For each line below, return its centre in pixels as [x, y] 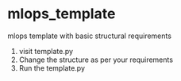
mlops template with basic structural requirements [90, 36]
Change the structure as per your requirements [96, 60]
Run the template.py [52, 67]
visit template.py [46, 51]
